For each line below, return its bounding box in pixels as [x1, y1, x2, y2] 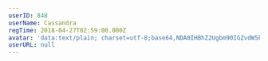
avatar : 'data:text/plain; [8, 33, 98, 42]
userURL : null [8, 41, 56, 49]
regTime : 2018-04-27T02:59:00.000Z [8, 26, 127, 34]
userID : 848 [8, 11, 48, 20]
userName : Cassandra [8, 19, 77, 27]
